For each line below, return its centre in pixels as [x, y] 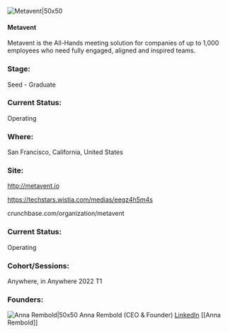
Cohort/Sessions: [38, 266]
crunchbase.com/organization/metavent [66, 214]
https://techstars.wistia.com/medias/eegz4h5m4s [80, 200]
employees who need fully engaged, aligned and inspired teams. [102, 50]
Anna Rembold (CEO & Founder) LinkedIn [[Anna [150, 315]
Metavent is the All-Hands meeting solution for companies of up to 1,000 [113, 43]
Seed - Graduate [32, 84]
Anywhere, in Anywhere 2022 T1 [55, 281]
